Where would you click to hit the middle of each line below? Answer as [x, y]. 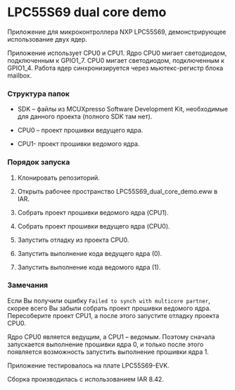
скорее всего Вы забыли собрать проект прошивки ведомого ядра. [109, 308]
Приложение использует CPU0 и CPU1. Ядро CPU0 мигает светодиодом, [117, 53]
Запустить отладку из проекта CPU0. [73, 240]
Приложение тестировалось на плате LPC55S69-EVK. [89, 365]
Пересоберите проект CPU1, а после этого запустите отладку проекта [113, 315]
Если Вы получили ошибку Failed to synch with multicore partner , [109, 300]
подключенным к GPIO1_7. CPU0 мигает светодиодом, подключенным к [116, 60]
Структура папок [39, 94]
